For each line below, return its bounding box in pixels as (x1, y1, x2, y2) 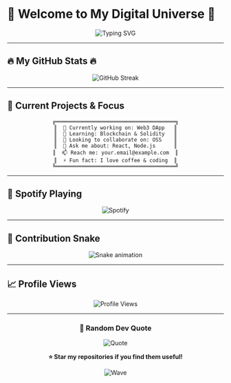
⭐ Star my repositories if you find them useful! (47, 353, 184, 361)
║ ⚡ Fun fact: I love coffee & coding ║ (54, 157, 177, 164)
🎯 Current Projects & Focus (7, 100, 125, 112)
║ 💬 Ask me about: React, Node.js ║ (54, 142, 177, 149)
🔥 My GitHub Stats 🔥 (7, 55, 97, 67)
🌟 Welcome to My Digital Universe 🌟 (7, 6, 216, 22)
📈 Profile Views (7, 278, 77, 289)
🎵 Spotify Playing (7, 188, 82, 199)
